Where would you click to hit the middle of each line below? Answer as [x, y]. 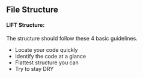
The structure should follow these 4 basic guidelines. [72, 38]
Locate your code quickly [46, 49]
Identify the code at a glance [50, 56]
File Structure [32, 10]
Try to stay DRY [34, 68]
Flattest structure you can [47, 63]
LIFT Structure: [26, 25]
